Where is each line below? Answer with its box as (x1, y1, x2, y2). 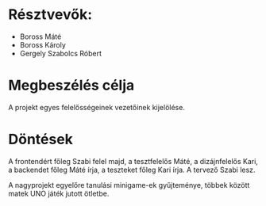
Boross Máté (19, 32, 62, 41)
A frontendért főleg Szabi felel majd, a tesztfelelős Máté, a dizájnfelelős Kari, (8, 156, 258, 166)
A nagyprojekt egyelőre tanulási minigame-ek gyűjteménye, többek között (8, 180, 250, 189)
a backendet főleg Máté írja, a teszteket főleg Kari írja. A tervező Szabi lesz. (8, 165, 256, 174)
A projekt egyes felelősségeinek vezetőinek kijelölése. (8, 102, 185, 112)
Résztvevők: (8, 6, 93, 24)
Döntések (8, 131, 74, 148)
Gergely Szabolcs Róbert (19, 48, 102, 58)
